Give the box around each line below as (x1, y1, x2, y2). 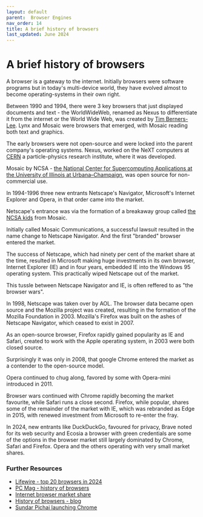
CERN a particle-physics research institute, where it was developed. (6, 153, 176, 160)
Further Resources (6, 464, 62, 473)
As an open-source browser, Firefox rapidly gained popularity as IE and (6, 331, 184, 338)
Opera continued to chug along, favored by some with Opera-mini (6, 374, 171, 382)
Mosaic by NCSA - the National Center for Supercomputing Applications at (6, 165, 193, 172)
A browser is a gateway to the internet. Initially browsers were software (6, 78, 184, 85)
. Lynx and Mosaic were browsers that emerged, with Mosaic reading (15, 122, 188, 129)
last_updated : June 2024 (6, 32, 69, 38)
